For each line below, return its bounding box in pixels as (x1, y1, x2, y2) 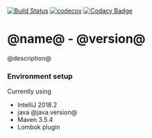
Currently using (7, 87, 52, 95)
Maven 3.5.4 (17, 116, 53, 124)
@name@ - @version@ (7, 31, 146, 47)
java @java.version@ (17, 108, 78, 116)
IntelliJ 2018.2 (17, 101, 58, 109)
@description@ (7, 54, 52, 62)
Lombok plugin (17, 123, 60, 132)
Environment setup (7, 71, 73, 81)
